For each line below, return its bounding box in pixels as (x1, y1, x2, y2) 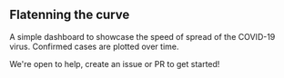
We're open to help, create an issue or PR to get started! (9, 58, 220, 69)
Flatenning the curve (9, 7, 130, 23)
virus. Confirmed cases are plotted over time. (9, 41, 179, 52)
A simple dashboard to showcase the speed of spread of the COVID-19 (9, 31, 276, 42)
